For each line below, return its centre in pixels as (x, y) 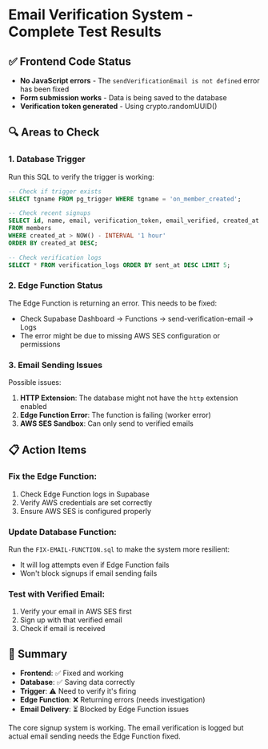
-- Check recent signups (50, 213)
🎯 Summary (38, 654)
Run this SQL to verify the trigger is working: (81, 176)
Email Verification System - (101, 15)
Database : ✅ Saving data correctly (77, 682)
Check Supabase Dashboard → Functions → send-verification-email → (137, 318)
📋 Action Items (48, 449)
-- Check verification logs (55, 257)
